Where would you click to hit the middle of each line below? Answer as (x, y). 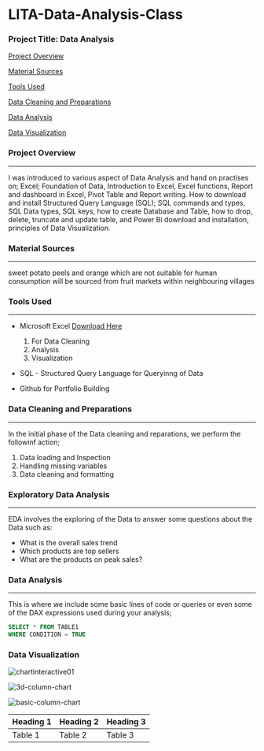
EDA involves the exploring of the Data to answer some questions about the (130, 519)
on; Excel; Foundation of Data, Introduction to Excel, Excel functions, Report (131, 186)
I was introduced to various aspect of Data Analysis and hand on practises (128, 177)
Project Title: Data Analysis (61, 39)
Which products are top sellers (69, 551)
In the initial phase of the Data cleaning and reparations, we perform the (125, 433)
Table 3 (120, 735)
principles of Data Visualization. (60, 228)
